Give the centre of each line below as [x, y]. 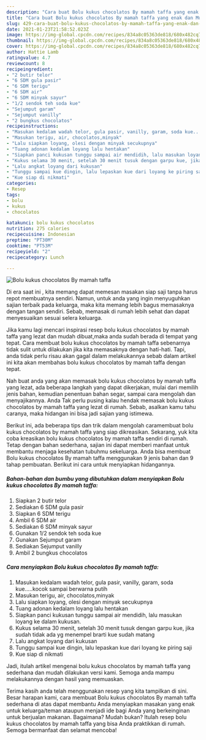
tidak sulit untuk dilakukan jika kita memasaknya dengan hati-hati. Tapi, [96, 349]
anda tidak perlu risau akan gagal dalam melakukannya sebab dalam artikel [101, 356]
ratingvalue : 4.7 [29, 58]
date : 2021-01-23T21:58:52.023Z [48, 29]
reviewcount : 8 [26, 63]
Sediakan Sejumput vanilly [49, 547]
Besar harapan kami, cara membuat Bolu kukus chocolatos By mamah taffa [101, 698]
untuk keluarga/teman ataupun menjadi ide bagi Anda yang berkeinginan [98, 711]
